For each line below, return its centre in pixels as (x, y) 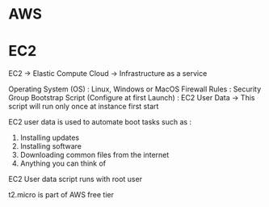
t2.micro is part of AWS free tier (61, 195)
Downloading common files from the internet (95, 155)
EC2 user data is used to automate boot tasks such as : (100, 122)
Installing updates (49, 137)
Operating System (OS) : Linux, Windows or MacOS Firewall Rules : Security (135, 89)
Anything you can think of (63, 163)
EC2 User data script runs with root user (76, 180)
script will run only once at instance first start (84, 107)
